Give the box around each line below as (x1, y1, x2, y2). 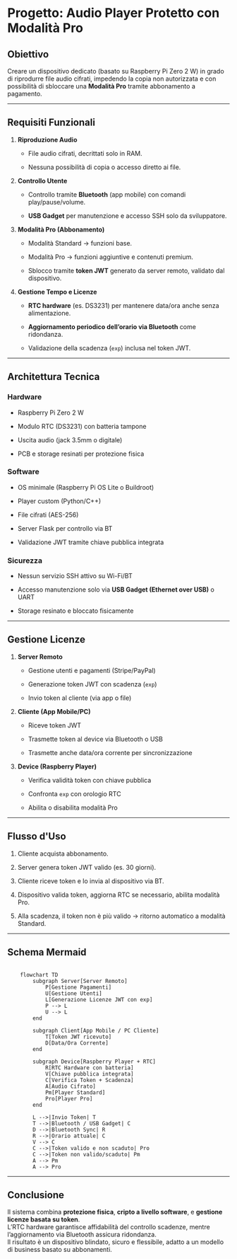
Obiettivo (7, 48, 49, 60)
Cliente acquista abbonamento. (17, 849, 109, 858)
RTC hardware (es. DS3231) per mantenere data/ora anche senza (28, 301, 220, 309)
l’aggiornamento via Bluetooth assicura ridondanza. (7, 1230, 157, 1239)
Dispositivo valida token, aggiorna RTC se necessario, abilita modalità (17, 890, 220, 899)
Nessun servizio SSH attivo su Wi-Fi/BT (17, 572, 133, 580)
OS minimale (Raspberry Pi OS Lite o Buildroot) (17, 483, 154, 491)
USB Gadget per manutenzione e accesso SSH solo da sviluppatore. (28, 211, 227, 220)
